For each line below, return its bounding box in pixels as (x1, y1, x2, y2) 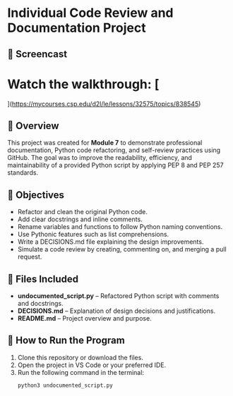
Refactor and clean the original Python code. (17, 208, 148, 216)
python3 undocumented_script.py (17, 382, 113, 389)
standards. (7, 168, 39, 177)
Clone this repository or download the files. (17, 353, 143, 361)
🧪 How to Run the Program (7, 335, 125, 347)
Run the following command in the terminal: (17, 368, 145, 376)
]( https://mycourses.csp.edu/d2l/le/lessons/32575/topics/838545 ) (7, 99, 201, 108)
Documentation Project (7, 20, 146, 36)
